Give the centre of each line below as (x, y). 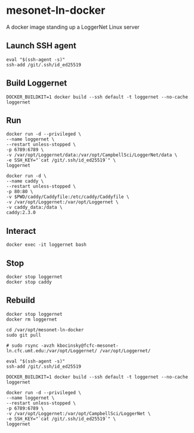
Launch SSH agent (41, 46)
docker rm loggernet (32, 319)
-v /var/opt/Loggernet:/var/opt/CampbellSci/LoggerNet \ (78, 413)
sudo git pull (24, 335)
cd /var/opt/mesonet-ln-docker (45, 330)
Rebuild (21, 301)
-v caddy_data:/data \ (34, 208)
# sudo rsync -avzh (30, 345)
